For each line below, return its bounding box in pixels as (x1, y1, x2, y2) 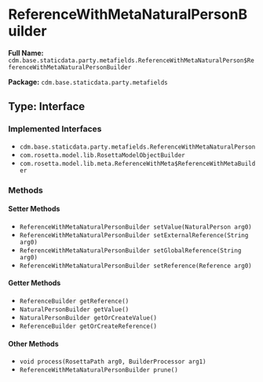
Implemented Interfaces (8, 123, 102, 134)
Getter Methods (8, 278, 61, 288)
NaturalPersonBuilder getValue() (19, 305, 130, 314)
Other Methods (8, 339, 59, 348)
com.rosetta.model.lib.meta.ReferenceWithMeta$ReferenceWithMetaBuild (19, 160, 256, 167)
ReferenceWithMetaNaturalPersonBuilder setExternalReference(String (19, 231, 249, 239)
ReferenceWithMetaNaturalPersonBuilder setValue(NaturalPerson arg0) (19, 222, 253, 231)
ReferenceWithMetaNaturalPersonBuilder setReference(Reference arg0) (19, 262, 253, 270)
